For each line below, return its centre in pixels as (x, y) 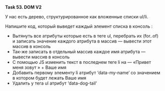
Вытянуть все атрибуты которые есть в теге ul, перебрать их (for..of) (85, 36)
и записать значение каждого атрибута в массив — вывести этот (82, 41)
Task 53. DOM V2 (24, 7)
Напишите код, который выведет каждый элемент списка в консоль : (79, 26)
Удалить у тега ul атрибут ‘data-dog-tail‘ (55, 83)
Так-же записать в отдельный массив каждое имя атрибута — (79, 52)
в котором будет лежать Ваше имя (49, 78)
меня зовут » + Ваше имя (39, 67)
